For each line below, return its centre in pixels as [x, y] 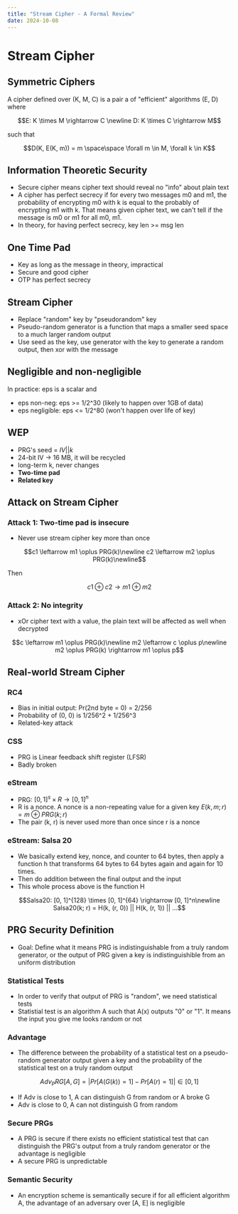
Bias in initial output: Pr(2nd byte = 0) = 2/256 [85, 708]
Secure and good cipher [53, 272]
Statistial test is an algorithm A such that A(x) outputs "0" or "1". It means [124, 1011]
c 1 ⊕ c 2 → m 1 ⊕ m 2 [119, 587]
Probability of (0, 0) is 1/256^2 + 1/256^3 [77, 715]
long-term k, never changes [58, 465]
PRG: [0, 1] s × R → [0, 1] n [53, 799]
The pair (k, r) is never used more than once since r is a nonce [109, 822]
